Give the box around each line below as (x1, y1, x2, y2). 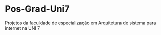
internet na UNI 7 (5, 25, 41, 31)
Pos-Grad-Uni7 (5, 3, 70, 15)
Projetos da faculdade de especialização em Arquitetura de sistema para (5, 20, 156, 26)
